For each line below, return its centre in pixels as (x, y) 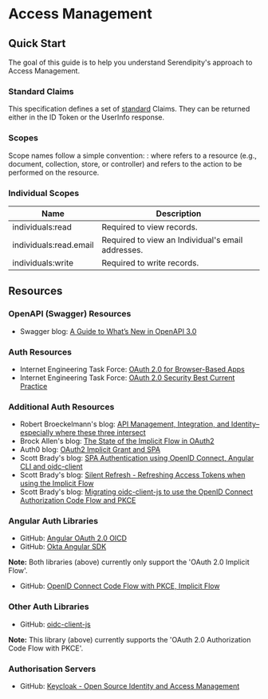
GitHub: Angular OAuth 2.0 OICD (73, 538)
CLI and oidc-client (51, 466)
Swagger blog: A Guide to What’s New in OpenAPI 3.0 (108, 331)
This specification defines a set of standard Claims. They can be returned (129, 109)
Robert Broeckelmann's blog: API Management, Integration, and (124, 424)
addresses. (122, 249)
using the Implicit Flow (57, 484)
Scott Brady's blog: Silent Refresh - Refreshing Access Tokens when (132, 475)
